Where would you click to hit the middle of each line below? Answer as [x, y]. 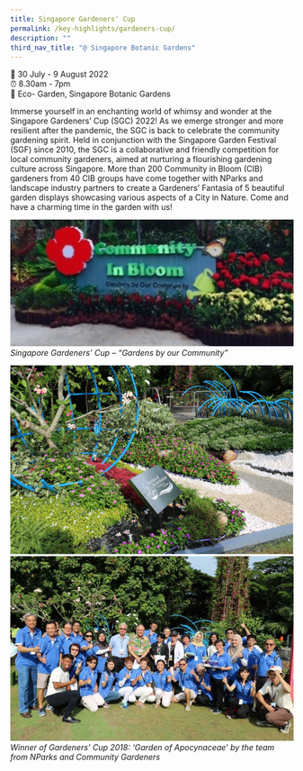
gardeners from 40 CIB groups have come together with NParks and [137, 178]
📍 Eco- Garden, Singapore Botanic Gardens [91, 94]
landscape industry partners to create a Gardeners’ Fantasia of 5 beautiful [147, 188]
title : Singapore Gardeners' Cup [73, 19]
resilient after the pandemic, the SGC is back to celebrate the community [145, 131]
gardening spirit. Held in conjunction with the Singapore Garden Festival [143, 141]
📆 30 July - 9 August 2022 [59, 74]
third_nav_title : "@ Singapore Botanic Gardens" [103, 48]
